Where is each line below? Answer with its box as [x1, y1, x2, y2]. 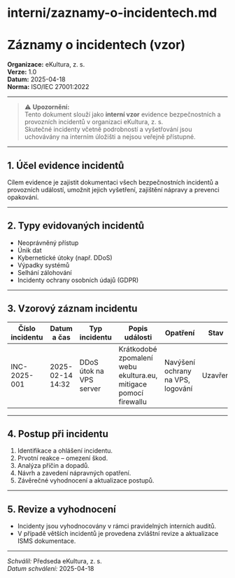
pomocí [118, 388, 143, 398]
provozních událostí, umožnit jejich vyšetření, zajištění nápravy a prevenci [7, 185, 220, 194]
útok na [79, 366, 104, 376]
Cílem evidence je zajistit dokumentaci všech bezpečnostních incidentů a [7, 177, 219, 187]
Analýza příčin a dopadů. [17, 462, 90, 470]
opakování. [7, 193, 39, 201]
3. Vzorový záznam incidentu [7, 303, 138, 315]
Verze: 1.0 [7, 68, 37, 76]
